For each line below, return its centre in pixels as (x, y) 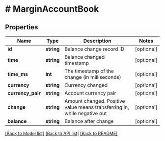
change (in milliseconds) (93, 77)
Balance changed (84, 57)
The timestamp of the (89, 71)
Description (97, 41)
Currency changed (86, 85)
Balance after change (89, 121)
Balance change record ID (94, 49)
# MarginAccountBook (52, 9)
